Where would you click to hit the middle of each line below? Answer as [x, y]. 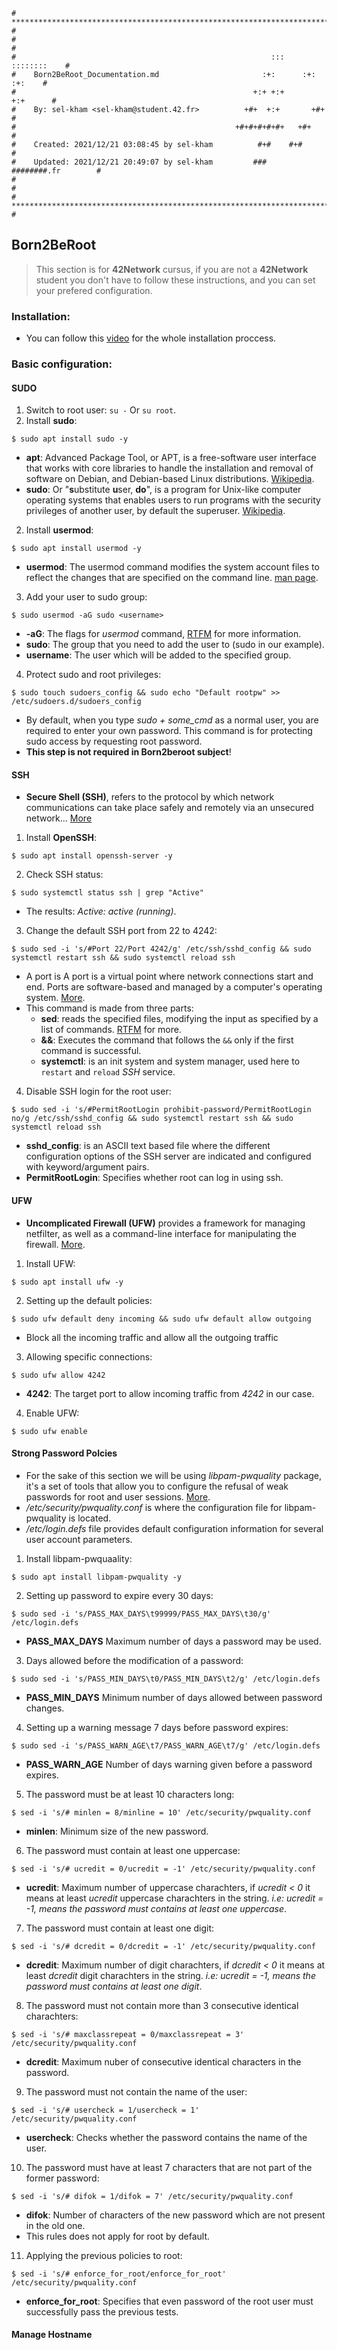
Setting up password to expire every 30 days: [119, 1595]
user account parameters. [79, 1539]
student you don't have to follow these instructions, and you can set [175, 280]
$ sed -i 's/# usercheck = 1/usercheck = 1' [105, 2110]
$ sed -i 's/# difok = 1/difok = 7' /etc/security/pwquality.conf [152, 2196]
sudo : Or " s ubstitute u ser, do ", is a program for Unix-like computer [163, 490]
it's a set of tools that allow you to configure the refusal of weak [157, 1486]
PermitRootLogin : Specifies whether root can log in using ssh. [154, 1178]
